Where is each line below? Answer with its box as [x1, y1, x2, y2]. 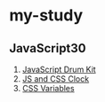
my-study [9, 5, 84, 26]
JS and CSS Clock [21, 74, 90, 84]
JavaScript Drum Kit [21, 64, 96, 75]
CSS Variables [21, 83, 75, 93]
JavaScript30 [9, 41, 86, 56]
